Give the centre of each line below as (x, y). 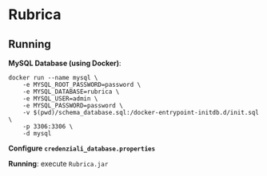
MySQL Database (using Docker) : (65, 63)
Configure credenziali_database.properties (82, 148)
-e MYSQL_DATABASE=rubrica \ (71, 92)
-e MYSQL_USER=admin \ (60, 99)
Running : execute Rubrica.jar (58, 164)
